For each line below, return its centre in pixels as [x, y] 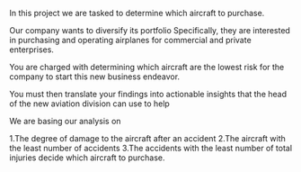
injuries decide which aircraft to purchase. [87, 158]
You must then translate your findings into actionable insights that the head [148, 94]
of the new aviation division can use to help [90, 104]
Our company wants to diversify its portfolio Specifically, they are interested [150, 30]
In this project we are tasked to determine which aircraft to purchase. [137, 13]
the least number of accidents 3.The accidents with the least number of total [151, 148]
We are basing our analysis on [65, 121]
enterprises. [31, 50]
